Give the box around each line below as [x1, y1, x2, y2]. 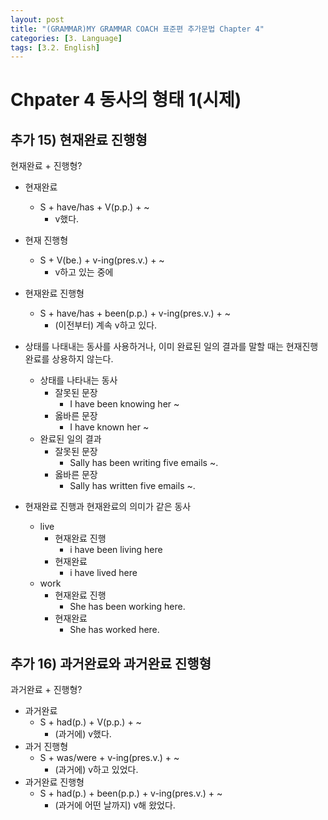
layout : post [10, 14, 65, 25]
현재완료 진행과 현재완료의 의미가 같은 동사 [24, 501, 192, 513]
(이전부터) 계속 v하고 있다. [54, 319, 158, 331]
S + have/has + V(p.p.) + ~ [39, 201, 150, 213]
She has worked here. [69, 624, 160, 636]
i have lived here [69, 567, 138, 579]
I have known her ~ [69, 421, 150, 433]
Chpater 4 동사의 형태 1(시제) [10, 89, 242, 111]
